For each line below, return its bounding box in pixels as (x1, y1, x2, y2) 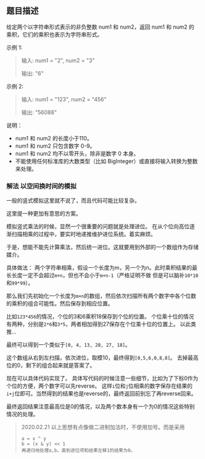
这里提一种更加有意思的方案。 (6, 210, 81, 217)
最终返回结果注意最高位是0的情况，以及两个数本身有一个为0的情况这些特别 (6, 403, 195, 410)
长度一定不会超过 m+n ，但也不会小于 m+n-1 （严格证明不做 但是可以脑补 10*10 (11, 272, 199, 279)
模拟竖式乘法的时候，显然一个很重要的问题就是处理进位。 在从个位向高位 (6, 223, 190, 230)
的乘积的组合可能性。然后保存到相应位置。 (6, 300, 113, 307)
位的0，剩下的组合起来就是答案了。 (6, 362, 96, 369)
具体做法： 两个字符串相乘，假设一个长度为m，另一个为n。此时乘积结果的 (6, 264, 192, 272)
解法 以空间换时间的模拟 (6, 182, 77, 190)
